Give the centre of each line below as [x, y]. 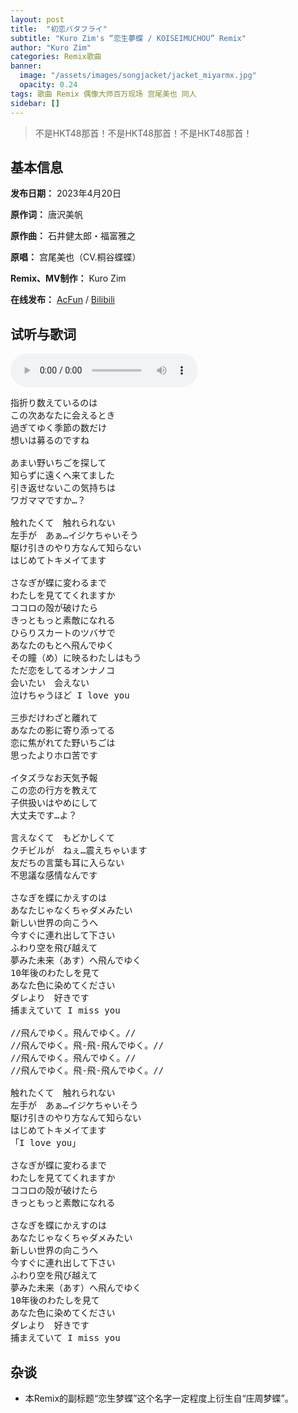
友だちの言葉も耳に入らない [67, 863]
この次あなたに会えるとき [63, 415]
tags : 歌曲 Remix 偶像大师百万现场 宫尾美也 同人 [103, 94]
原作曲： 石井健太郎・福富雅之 [73, 236]
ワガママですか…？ [48, 500]
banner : [26, 66]
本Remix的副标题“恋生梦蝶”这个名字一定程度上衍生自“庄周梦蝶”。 [159, 1398]
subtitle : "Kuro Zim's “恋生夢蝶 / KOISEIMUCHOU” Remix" [128, 38]
